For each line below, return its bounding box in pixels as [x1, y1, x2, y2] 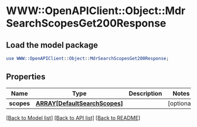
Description [128, 89, 162, 98]
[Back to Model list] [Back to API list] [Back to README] [6, 114, 141, 121]
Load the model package [6, 40, 98, 50]
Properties [6, 72, 46, 82]
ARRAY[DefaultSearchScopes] [35, 99, 123, 107]
